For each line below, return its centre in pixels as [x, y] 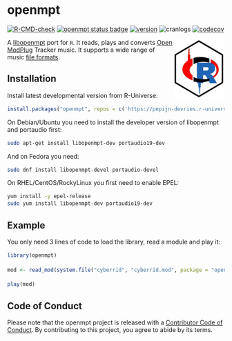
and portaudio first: [35, 129]
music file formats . [33, 57]
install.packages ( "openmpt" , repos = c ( [66, 109]
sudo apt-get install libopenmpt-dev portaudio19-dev [86, 143]
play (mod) [21, 284]
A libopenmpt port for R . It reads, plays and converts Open [90, 42]
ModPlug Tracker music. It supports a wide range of [81, 50]
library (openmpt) [32, 255]
